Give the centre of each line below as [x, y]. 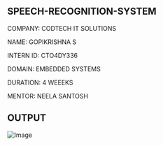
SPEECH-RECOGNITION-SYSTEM [82, 12]
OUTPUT [27, 118]
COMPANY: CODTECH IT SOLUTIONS [62, 28]
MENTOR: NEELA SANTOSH [48, 96]
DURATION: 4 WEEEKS [40, 82]
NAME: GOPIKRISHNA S [42, 42]
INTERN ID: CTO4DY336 [43, 55]
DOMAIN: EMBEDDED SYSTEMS [54, 68]
